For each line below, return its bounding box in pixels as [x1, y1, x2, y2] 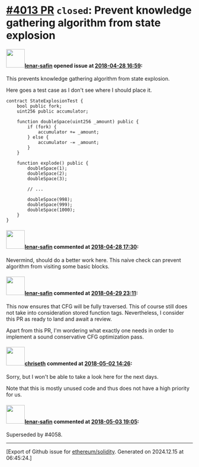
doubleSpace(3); [27, 176, 68, 182]
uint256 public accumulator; [17, 108, 89, 114]
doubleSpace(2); [27, 171, 68, 177]
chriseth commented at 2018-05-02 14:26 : [24, 360, 133, 367]
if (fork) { [27, 124, 57, 130]
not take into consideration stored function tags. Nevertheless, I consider [6, 309, 185, 316]
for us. [6, 391, 23, 398]
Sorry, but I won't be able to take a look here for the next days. [6, 373, 159, 380]
